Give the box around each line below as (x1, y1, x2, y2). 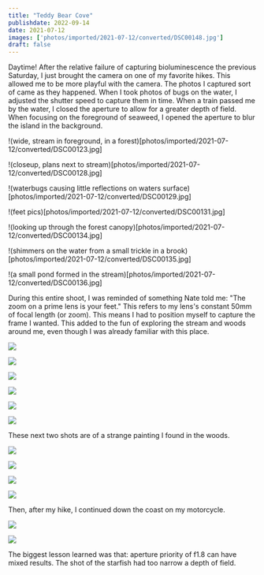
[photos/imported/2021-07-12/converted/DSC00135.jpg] (8, 254, 191, 264)
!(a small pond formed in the (8, 269, 100, 280)
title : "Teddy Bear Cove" (8, 11, 93, 20)
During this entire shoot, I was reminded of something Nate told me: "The (8, 293, 246, 303)
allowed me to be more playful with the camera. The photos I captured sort (8, 80, 251, 89)
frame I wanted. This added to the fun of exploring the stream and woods (8, 318, 247, 328)
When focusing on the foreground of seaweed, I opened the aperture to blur (8, 113, 255, 122)
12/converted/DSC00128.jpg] (8, 169, 102, 178)
